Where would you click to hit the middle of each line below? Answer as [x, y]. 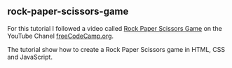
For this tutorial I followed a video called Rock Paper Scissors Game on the [115, 28]
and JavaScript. [30, 57]
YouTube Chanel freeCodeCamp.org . [61, 36]
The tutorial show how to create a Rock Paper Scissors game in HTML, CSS [116, 49]
